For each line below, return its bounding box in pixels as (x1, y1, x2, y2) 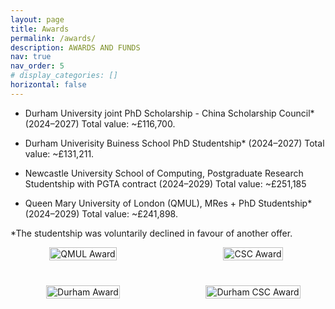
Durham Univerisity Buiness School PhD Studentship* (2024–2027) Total (24, 137, 325, 149)
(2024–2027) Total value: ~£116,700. (24, 117, 176, 130)
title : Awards (10, 24, 70, 34)
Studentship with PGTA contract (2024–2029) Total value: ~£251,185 (24, 177, 307, 190)
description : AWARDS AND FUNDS (10, 42, 141, 53)
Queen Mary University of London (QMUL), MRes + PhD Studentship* (24, 197, 313, 209)
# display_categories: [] (10, 71, 118, 81)
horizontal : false (10, 80, 87, 90)
